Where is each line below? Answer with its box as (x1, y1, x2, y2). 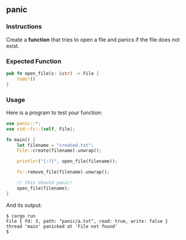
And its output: (6, 201, 43, 209)
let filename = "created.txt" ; (17, 142, 94, 148)
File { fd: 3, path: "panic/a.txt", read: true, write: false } (6, 218, 168, 224)
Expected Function (6, 57, 62, 65)
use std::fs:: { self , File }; (6, 126, 76, 132)
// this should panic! (17, 180, 73, 186)
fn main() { (6, 136, 36, 143)
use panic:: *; (6, 120, 41, 126)
